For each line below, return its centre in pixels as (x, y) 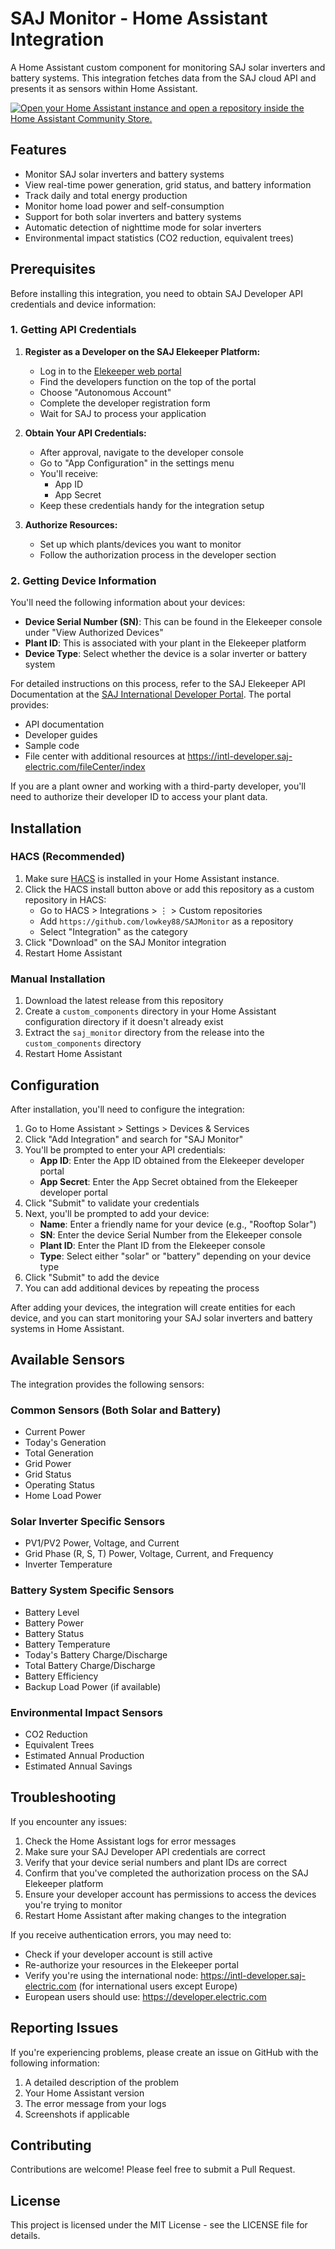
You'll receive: (69, 473)
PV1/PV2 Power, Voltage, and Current (102, 1543)
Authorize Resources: (71, 524)
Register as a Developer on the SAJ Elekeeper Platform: (142, 351)
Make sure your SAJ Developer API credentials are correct (145, 1851)
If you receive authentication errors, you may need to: (121, 1934)
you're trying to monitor (73, 1904)
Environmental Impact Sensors (86, 1712)
